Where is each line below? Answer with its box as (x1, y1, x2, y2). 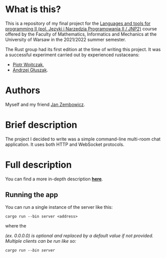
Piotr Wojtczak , (12, 61, 44, 67)
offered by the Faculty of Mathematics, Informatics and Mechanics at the (5, 31, 157, 37)
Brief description (5, 119, 77, 131)
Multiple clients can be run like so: (5, 238, 77, 244)
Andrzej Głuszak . (12, 67, 48, 73)
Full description (5, 159, 72, 170)
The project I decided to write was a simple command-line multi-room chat (5, 136, 161, 142)
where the (5, 223, 27, 229)
